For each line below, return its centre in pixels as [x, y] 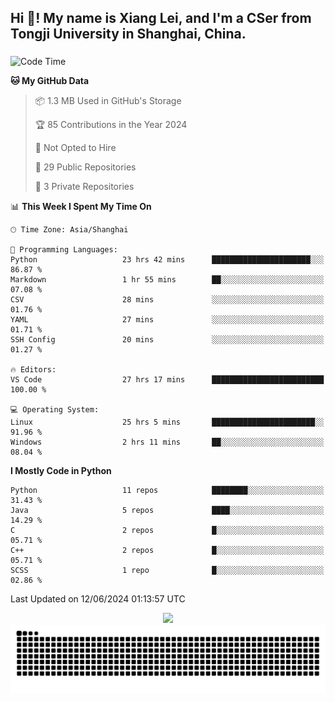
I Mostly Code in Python [61, 471]
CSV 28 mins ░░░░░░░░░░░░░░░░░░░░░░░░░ [167, 300]
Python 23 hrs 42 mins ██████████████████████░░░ [167, 260]
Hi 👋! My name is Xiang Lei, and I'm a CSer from [161, 18]
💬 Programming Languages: [64, 250]
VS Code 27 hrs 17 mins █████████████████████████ [167, 380]
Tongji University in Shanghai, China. [128, 34]
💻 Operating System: [55, 410]
